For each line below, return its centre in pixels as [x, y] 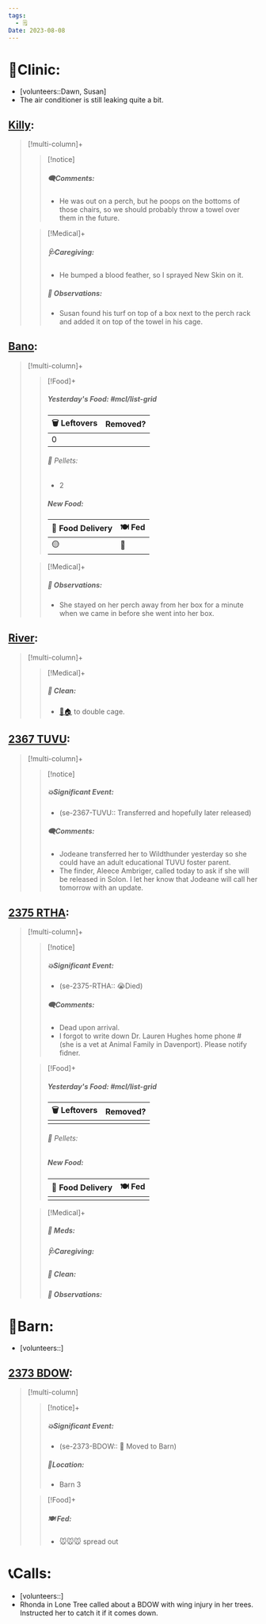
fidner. [70, 1053]
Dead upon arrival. [89, 1028]
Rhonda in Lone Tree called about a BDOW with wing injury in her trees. [137, 1605]
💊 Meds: [61, 1230]
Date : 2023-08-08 [37, 30]
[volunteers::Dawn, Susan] [63, 91]
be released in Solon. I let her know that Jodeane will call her [158, 879]
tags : [17, 15]
